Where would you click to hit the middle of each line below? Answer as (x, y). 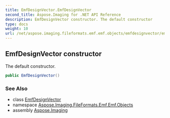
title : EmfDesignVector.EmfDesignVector (49, 10)
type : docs (17, 24)
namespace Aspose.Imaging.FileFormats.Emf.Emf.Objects (73, 105)
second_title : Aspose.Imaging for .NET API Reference (63, 15)
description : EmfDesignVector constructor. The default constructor (79, 19)
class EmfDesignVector (37, 99)
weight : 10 (17, 29)
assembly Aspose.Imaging (40, 110)
